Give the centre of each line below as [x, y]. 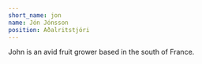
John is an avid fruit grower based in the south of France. [101, 52]
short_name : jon [35, 15]
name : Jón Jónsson [38, 23]
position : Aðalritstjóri [49, 30]
